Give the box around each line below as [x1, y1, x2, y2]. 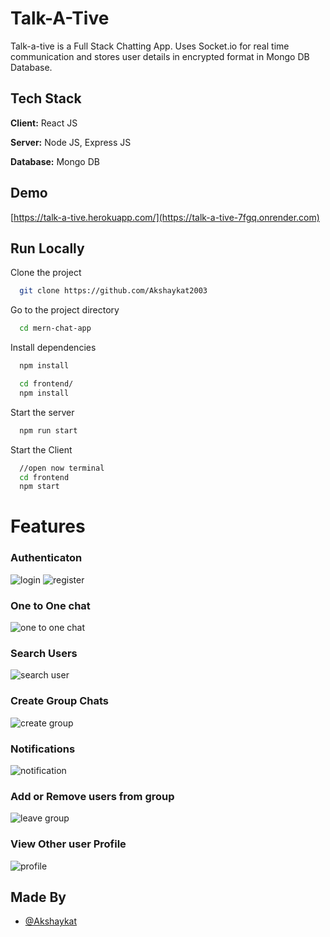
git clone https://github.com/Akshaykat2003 [19, 286, 208, 296]
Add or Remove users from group [10, 789, 175, 803]
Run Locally [10, 240, 85, 257]
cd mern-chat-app [19, 323, 92, 334]
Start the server [10, 406, 75, 418]
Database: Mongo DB [10, 155, 100, 167]
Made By [10, 888, 67, 906]
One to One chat [10, 598, 91, 612]
